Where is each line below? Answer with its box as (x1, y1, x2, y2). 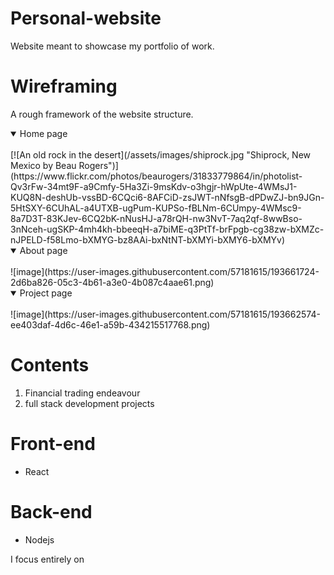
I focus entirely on (10, 553, 85, 565)
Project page (19, 287, 73, 299)
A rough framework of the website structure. (10, 108, 194, 120)
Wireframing (10, 75, 118, 98)
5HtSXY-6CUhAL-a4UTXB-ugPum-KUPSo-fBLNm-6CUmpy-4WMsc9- (10, 202, 302, 214)
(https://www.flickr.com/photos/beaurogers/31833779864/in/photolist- (10, 170, 303, 182)
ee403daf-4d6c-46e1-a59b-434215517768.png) (10, 318, 211, 331)
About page (19, 244, 68, 256)
